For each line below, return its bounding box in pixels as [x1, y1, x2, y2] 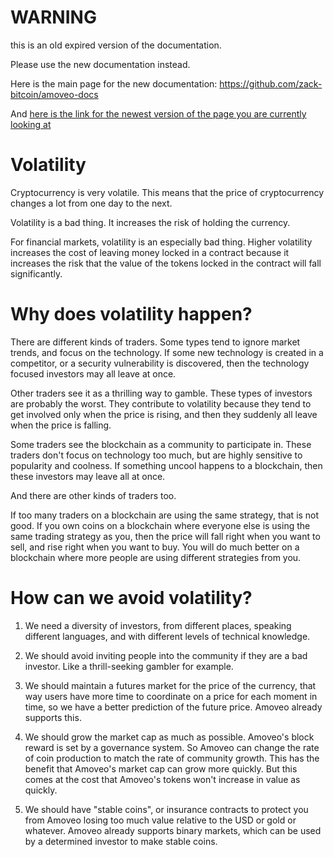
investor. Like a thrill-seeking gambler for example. [24, 660, 234, 672]
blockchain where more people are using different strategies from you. [10, 551, 302, 563]
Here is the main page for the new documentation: [10, 77, 218, 90]
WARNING [10, 6, 97, 29]
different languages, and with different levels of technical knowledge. [24, 630, 311, 642]
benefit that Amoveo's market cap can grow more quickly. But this [24, 762, 298, 775]
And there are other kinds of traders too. [10, 489, 177, 501]
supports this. [24, 711, 82, 723]
